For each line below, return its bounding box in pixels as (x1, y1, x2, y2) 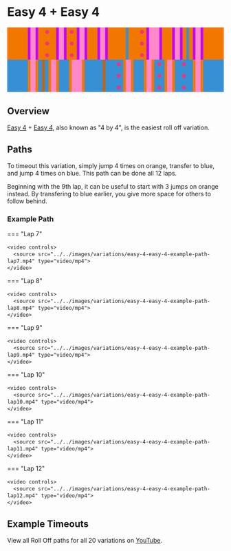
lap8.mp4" (7, 304, 36, 312)
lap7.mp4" (7, 258, 36, 265)
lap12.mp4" (7, 492, 38, 499)
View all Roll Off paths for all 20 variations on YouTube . (7, 537, 163, 545)
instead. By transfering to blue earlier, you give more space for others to (7, 190, 212, 198)
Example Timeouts (7, 518, 89, 530)
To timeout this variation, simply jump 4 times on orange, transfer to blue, (7, 162, 215, 170)
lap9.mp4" (7, 352, 36, 359)
